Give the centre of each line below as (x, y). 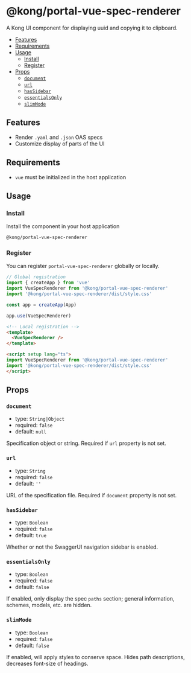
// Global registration (36, 277)
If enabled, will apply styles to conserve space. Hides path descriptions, (95, 657)
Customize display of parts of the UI (60, 144)
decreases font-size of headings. (47, 663)
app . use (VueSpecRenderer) (39, 316)
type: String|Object (40, 419)
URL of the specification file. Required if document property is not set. (92, 495)
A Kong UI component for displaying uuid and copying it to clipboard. (92, 28)
